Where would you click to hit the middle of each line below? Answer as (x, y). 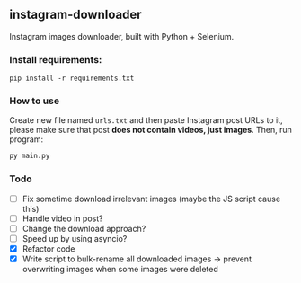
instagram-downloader (75, 15)
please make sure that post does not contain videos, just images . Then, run (150, 130)
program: (27, 139)
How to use (35, 101)
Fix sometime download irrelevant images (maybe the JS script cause (151, 199)
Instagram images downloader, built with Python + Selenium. (122, 36)
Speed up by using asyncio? (75, 238)
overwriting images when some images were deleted (120, 269)
